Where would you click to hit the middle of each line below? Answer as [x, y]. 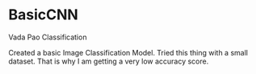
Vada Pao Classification [48, 37]
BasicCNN [43, 15]
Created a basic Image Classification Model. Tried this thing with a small [128, 52]
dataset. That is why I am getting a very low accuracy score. [109, 61]
